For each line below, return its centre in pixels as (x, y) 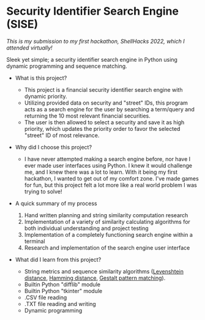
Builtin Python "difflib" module (62, 284)
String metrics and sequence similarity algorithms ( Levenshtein (104, 271)
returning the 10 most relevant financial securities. (88, 116)
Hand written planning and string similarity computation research (106, 215)
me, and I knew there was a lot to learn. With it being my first (101, 172)
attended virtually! (30, 48)
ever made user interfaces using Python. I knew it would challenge (108, 165)
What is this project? (41, 78)
